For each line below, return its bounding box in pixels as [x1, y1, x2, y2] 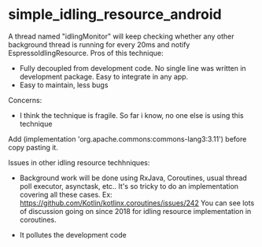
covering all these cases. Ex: [19, 190, 113, 199]
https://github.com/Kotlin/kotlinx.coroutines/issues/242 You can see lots [19, 198, 255, 208]
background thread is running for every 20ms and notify [8, 39, 190, 49]
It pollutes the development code [19, 230, 127, 239]
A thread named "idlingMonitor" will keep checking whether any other [8, 31, 234, 41]
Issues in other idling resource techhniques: [8, 157, 150, 167]
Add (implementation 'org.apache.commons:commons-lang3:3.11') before [8, 134, 247, 143]
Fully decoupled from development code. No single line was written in [19, 63, 246, 72]
